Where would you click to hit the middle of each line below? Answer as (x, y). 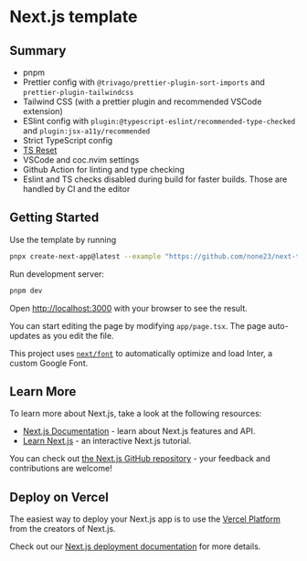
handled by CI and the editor (76, 189)
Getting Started (54, 218)
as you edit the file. (78, 335)
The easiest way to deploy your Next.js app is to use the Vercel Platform (145, 519)
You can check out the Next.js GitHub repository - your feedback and (140, 459)
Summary (38, 51)
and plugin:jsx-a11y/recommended (86, 131)
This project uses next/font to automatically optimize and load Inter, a (141, 353)
